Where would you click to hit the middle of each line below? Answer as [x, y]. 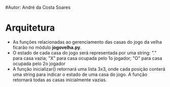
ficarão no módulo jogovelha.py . [47, 47]
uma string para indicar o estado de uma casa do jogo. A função [80, 74]
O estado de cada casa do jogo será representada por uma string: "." [84, 52]
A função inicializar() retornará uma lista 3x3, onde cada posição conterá [89, 69]
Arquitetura [30, 28]
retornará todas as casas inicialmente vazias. [60, 80]
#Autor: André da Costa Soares [38, 7]
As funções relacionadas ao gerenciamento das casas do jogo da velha [87, 42]
